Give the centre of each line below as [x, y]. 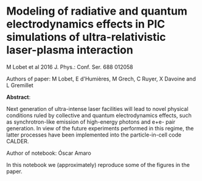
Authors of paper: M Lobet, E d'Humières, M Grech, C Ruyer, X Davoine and [101, 79]
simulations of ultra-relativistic [86, 37]
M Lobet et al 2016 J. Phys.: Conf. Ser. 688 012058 [70, 67]
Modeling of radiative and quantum [97, 11]
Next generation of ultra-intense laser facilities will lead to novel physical [97, 108]
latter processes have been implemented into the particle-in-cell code [94, 135]
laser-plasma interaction [70, 50]
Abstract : [19, 97]
